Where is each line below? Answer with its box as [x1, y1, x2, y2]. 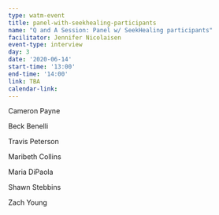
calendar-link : [8, 84, 58, 93]
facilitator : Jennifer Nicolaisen [8, 33, 122, 42]
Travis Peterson [8, 137, 59, 146]
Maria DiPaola [8, 167, 54, 177]
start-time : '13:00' [8, 63, 76, 71]
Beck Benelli [8, 121, 49, 131]
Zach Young [8, 198, 47, 207]
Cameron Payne [8, 106, 61, 116]
